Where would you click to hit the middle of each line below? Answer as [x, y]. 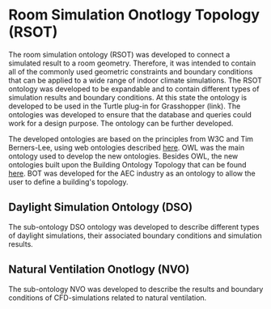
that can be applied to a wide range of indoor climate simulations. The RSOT [135, 80]
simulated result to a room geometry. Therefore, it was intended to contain [132, 63]
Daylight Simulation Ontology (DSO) [100, 207]
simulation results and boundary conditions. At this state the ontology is [128, 97]
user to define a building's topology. [68, 182]
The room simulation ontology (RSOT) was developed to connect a [119, 54]
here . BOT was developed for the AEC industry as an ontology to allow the [132, 173]
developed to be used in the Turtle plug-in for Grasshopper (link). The [125, 106]
